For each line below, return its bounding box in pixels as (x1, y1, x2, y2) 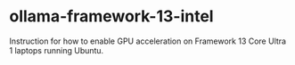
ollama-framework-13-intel (9, 6, 214, 27)
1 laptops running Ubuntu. (9, 45, 104, 55)
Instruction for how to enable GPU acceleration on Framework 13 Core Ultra (9, 36, 287, 46)
